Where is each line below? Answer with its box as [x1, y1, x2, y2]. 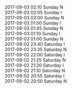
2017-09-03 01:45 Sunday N [4, 25, 63, 31]
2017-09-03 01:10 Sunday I [4, 31, 60, 36]
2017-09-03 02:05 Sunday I [4, 9, 62, 15]
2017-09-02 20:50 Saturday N [4, 78, 67, 84]
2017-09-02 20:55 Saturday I [4, 73, 65, 79]
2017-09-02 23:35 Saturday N [4, 47, 67, 52]
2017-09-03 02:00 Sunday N [4, 15, 64, 20]
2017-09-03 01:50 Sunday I [4, 20, 61, 26]
